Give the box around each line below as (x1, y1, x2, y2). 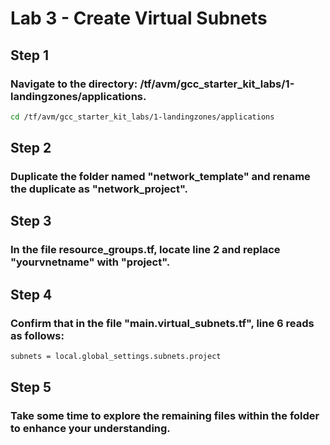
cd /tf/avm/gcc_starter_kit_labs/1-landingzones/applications (10, 112, 275, 122)
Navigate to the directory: (10, 77, 138, 91)
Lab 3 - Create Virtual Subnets (10, 7, 268, 30)
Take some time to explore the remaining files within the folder (10, 409, 320, 423)
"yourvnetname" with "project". (10, 255, 171, 269)
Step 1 (10, 47, 50, 64)
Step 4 (10, 286, 53, 303)
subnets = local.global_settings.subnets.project (10, 352, 222, 362)
